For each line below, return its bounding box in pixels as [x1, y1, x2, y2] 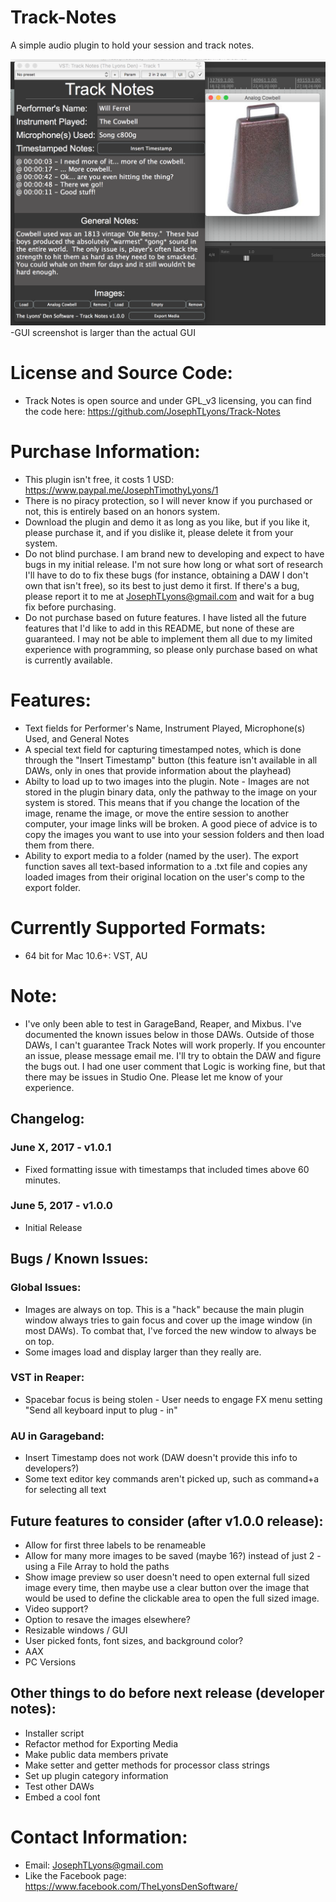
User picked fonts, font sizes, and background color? [24, 1634, 244, 1646]
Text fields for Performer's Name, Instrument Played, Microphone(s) [24, 722, 306, 734]
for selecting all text [24, 1484, 107, 1496]
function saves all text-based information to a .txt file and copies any [24, 860, 308, 872]
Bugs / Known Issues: [10, 1251, 149, 1268]
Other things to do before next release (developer [10, 1685, 325, 1702]
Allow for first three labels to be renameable [24, 1539, 207, 1551]
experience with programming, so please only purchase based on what [24, 644, 318, 656]
